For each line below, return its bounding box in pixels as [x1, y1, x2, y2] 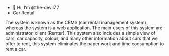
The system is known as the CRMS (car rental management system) [5, 20, 146, 25]
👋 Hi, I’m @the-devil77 [12, 5, 60, 10]
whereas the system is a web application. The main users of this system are [5, 25, 163, 31]
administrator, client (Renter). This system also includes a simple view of [5, 30, 155, 36]
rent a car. [5, 46, 27, 52]
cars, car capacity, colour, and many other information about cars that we [5, 35, 158, 41]
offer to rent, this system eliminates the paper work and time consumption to [5, 41, 164, 47]
